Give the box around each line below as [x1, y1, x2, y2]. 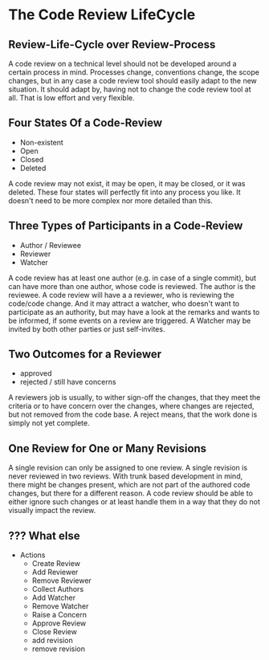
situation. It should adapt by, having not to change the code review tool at [8, 84, 251, 94]
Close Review [31, 627, 78, 637]
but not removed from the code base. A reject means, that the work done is [8, 409, 258, 419]
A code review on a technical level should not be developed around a [8, 59, 237, 68]
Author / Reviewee [19, 240, 82, 250]
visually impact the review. [8, 506, 96, 515]
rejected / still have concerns [19, 377, 116, 387]
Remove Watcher [31, 601, 89, 611]
